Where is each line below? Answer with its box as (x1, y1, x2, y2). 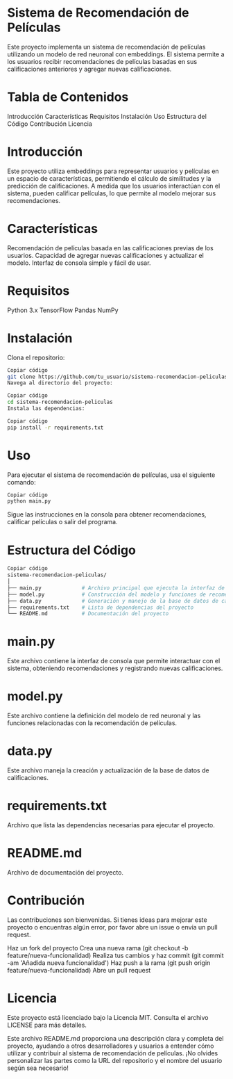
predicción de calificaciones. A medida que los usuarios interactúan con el (7, 181, 221, 190)
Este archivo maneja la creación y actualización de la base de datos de (7, 766, 209, 774)
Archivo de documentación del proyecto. (7, 868, 123, 877)
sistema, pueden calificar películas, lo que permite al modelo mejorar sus (7, 189, 216, 197)
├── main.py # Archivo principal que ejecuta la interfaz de (7, 584, 225, 592)
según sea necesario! (7, 1064, 69, 1072)
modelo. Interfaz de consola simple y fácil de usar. (7, 259, 151, 267)
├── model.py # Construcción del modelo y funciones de (7, 591, 207, 598)
